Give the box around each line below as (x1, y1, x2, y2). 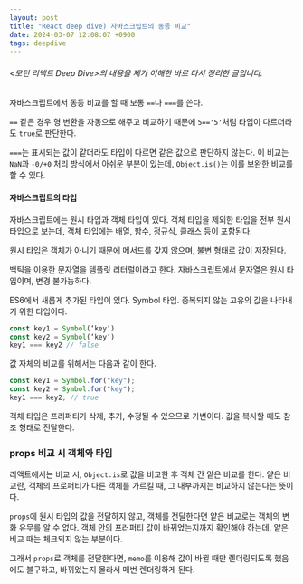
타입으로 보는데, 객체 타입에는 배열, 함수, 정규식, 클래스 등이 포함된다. (9, 225, 253, 236)
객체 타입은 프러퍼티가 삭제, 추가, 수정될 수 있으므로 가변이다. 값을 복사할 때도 (9, 410, 282, 421)
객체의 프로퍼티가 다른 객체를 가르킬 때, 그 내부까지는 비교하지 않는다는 (28, 481, 278, 492)
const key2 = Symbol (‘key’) (9, 332, 116, 341)
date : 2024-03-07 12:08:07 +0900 (9, 30, 136, 39)
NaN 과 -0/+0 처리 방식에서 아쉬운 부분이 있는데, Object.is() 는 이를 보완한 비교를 (9, 158, 294, 169)
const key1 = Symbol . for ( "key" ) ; (9, 377, 136, 386)
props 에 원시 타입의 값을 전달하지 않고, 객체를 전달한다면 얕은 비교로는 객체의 (9, 511, 280, 522)
